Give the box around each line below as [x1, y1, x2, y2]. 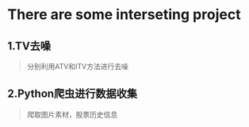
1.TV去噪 [7, 39, 52, 52]
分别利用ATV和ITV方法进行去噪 [26, 62, 128, 71]
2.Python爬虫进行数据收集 [7, 87, 138, 101]
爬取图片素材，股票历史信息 [26, 110, 118, 119]
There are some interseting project [7, 6, 241, 24]
